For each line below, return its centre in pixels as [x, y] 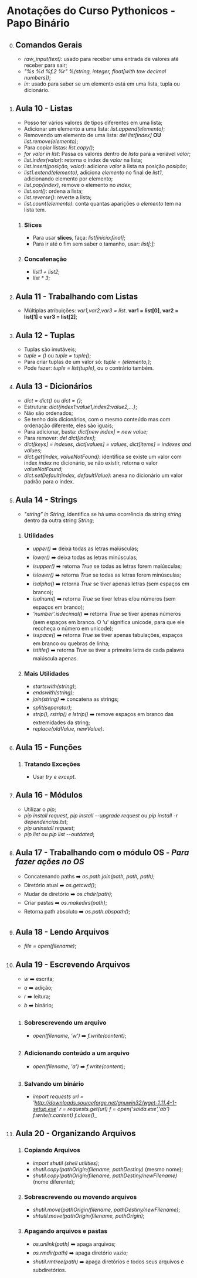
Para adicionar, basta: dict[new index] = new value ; [86, 431]
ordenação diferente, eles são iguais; [69, 425]
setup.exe [45, 1109]
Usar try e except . [54, 776]
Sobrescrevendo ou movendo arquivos [80, 1197]
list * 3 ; [41, 278]
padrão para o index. [49, 481]
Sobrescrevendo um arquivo [65, 1023]
